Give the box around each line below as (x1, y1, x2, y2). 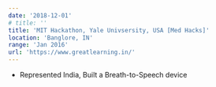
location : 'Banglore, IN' (8, 33, 93, 42)
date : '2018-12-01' (8, 11, 73, 20)
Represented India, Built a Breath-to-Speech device (19, 70, 188, 79)
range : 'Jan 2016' (8, 41, 69, 49)
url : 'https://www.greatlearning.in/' (8, 48, 136, 56)
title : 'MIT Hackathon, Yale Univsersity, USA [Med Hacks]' (8, 26, 210, 34)
